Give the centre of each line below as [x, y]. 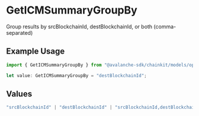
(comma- [165, 26]
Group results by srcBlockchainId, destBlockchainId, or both [79, 26]
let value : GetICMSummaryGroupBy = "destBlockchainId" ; [76, 75]
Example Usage [36, 52]
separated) [20, 32]
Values [19, 94]
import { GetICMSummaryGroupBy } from [54, 65]
